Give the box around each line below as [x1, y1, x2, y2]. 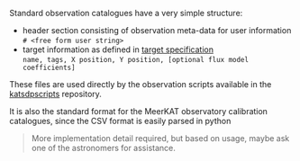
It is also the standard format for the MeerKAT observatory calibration [9, 106, 268, 116]
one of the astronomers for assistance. [31, 143, 176, 153]
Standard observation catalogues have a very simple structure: [9, 8, 243, 18]
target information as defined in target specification [22, 44, 214, 55]
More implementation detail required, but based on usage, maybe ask [31, 133, 290, 143]
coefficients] [22, 63, 76, 72]
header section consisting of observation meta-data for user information [22, 25, 292, 35]
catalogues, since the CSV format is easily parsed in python [9, 116, 232, 126]
